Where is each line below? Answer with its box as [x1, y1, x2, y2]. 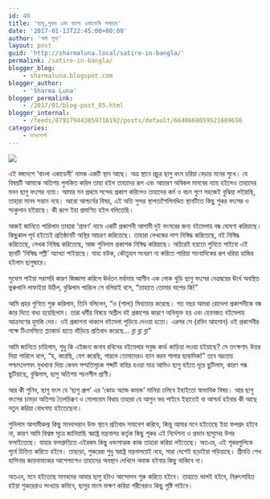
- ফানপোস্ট [22, 131, 48, 139]
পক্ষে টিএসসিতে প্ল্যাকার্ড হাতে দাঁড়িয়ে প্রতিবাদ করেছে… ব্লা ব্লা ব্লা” [8, 325, 151, 335]
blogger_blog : [8, 64, 56, 72]
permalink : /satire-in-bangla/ [8, 57, 113, 65]
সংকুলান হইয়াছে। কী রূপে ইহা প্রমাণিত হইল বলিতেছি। [8, 204, 134, 214]
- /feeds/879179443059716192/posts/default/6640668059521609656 [22, 117, 243, 125]
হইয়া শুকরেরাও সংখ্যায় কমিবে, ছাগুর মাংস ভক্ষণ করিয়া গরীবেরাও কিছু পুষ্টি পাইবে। [8, 480, 193, 490]
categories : [8, 124, 48, 132]
